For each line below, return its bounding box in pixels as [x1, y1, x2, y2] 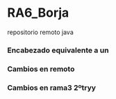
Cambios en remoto [7, 64, 75, 74]
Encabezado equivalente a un [7, 45, 109, 55]
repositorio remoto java [7, 28, 74, 36]
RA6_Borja [7, 5, 69, 21]
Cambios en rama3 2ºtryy [7, 82, 96, 92]
